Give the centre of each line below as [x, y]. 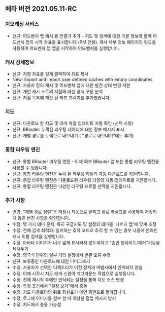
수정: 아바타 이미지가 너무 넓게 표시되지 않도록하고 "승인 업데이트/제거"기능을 [86, 242]
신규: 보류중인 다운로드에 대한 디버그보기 [51, 261]
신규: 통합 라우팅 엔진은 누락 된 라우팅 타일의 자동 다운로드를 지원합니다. [81, 174]
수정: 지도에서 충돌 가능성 [37, 304]
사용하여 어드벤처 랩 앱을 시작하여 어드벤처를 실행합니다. [66, 48]
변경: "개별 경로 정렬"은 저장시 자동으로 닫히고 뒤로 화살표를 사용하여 [78, 212]
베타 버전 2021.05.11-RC [41, 9]
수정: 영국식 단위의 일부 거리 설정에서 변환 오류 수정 [61, 255]
